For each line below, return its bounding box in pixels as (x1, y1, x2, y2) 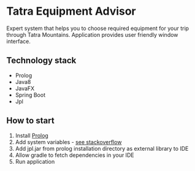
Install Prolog (15, 132, 49, 139)
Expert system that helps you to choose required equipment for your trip (6, 25, 189, 32)
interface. (6, 37, 31, 45)
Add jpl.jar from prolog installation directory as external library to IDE (15, 145, 189, 152)
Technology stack (6, 55, 77, 66)
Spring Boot (15, 91, 46, 99)
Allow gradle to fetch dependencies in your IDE (15, 151, 134, 159)
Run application (15, 158, 55, 165)
